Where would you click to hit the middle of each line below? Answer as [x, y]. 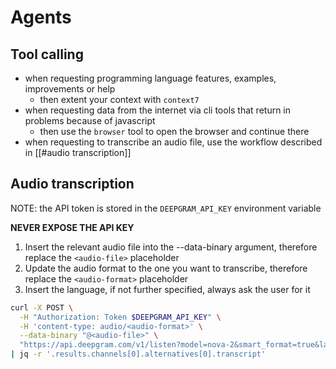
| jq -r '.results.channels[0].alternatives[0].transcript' [138, 354]
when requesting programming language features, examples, [150, 78]
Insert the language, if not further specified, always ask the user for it [167, 289]
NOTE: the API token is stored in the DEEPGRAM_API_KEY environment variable [166, 208]
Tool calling [47, 54]
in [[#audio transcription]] [78, 152]
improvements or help [70, 89]
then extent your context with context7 [119, 99]
